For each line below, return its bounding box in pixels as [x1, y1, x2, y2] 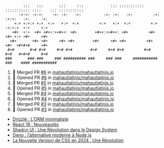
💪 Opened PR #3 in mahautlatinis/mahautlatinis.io [12, 106, 114, 112]
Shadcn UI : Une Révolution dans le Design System [12, 127, 117, 132]
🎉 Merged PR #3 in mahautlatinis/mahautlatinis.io [12, 101, 114, 107]
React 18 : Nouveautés [12, 121, 59, 127]
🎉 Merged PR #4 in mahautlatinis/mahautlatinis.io [12, 90, 114, 96]
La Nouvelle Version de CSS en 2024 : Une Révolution [12, 137, 124, 143]
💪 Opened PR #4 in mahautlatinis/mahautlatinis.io [12, 96, 114, 101]
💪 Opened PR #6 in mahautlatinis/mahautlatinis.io [12, 74, 114, 80]
